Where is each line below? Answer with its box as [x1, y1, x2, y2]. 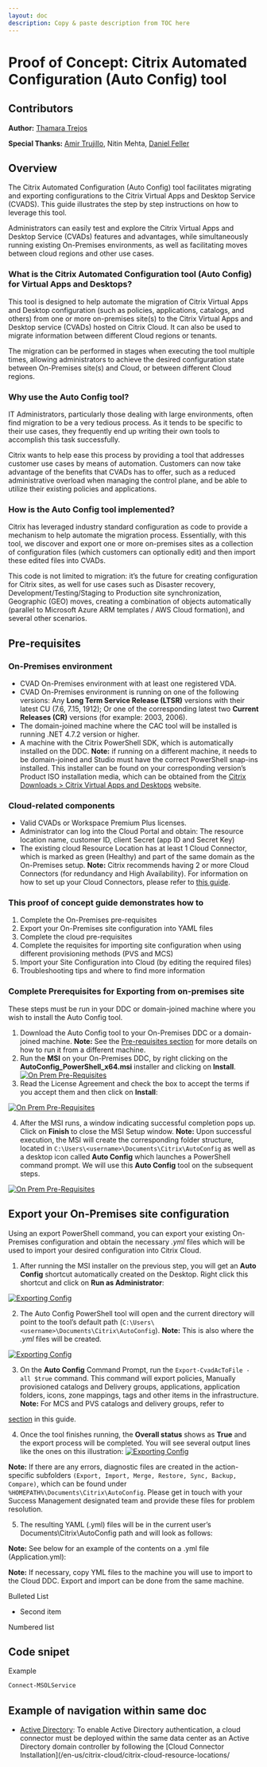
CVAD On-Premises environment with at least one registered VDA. [19, 678, 237, 688]
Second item [19, 1606, 62, 1616]
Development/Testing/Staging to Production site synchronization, [8, 588, 222, 598]
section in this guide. [8, 1414, 77, 1424]
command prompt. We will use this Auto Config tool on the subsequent [19, 1160, 253, 1170]
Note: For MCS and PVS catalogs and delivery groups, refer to [19, 1398, 225, 1408]
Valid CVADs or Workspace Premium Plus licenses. [19, 818, 187, 828]
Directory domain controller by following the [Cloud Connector [19, 1742, 225, 1752]
